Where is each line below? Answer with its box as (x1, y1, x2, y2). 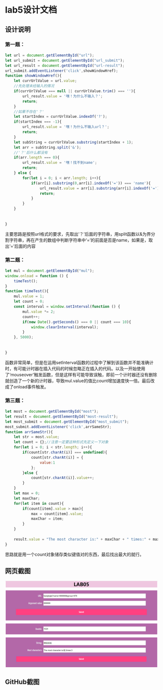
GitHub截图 (5, 678, 40, 686)
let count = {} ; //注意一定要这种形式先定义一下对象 (14, 440, 109, 445)
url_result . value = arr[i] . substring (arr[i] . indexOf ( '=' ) (39, 186, 160, 191)
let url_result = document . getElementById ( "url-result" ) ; (5, 63, 125, 68)
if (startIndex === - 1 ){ (14, 119, 62, 124)
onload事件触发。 (13, 384, 49, 389)
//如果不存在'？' (14, 109, 45, 114)
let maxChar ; (14, 496, 40, 501)
